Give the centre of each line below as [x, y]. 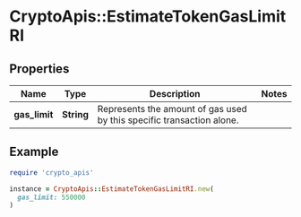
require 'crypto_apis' [52, 172]
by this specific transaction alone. [168, 120]
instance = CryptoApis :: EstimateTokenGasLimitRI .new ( [112, 189]
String [75, 114]
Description [175, 94]
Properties [39, 69]
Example [34, 152]
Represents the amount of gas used [172, 109]
